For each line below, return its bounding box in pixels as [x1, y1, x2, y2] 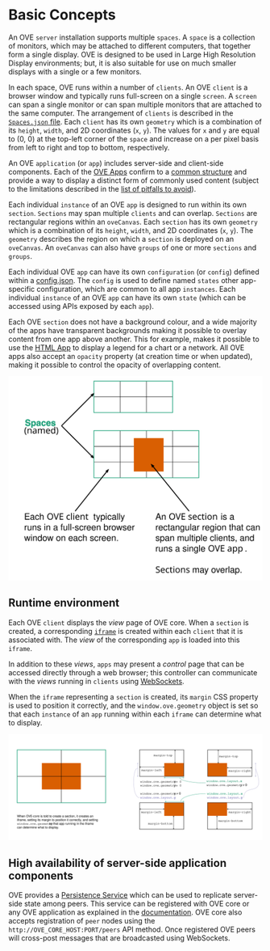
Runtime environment [8, 596, 119, 610]
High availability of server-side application [8, 856, 227, 870]
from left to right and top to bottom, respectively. [8, 142, 170, 152]
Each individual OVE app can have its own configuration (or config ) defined [8, 267, 260, 277]
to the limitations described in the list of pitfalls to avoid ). [8, 184, 197, 193]
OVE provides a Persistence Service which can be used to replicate [8, 890, 232, 900]
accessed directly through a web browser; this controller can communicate [8, 667, 258, 677]
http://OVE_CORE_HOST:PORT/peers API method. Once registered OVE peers [8, 924, 256, 935]
